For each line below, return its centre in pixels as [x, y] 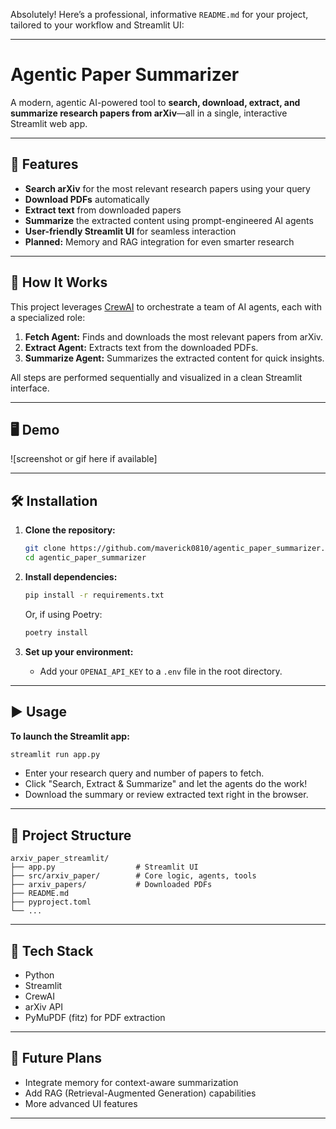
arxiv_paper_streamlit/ [60, 859]
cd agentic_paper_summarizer [85, 558]
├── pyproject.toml [51, 902]
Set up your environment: [79, 651]
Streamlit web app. [49, 123]
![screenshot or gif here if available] [84, 459]
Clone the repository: [70, 530]
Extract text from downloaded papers [103, 210]
